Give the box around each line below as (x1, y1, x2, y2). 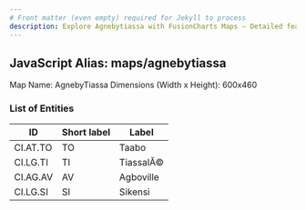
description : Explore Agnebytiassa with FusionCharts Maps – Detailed (9, 22, 283, 31)
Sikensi (118, 185, 150, 198)
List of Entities (9, 102, 75, 115)
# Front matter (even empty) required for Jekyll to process (9, 13, 247, 23)
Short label (62, 125, 111, 138)
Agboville (118, 170, 159, 183)
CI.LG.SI (14, 185, 48, 198)
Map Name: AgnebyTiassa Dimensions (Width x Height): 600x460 (9, 79, 258, 91)
